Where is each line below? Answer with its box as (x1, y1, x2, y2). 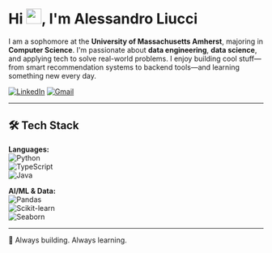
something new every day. (8, 71, 97, 80)
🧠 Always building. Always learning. (8, 235, 127, 245)
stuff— (238, 54, 261, 63)
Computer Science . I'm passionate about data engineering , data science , (8, 45, 257, 54)
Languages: (8, 144, 50, 154)
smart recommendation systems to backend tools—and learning (25, 62, 240, 72)
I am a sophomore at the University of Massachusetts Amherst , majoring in (8, 36, 264, 46)
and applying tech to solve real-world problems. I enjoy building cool (8, 54, 237, 63)
